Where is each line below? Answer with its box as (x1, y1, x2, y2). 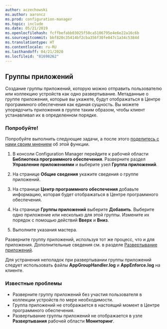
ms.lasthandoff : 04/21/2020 (5, 49, 64, 54)
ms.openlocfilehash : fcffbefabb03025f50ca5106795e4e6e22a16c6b (5, 30, 140, 35)
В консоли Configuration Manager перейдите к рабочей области (12, 151, 149, 157)
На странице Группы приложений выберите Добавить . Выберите (12, 206, 155, 212)
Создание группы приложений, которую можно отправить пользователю (5, 85, 162, 91)
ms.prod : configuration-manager (5, 16, 72, 21)
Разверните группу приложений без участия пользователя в (12, 291, 142, 297)
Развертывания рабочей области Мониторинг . (12, 318, 115, 324)
